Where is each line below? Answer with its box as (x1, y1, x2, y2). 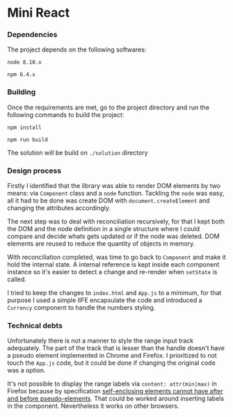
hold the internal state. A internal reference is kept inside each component (7, 260, 220, 269)
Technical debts (7, 321, 63, 330)
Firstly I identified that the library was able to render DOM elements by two (7, 182, 221, 190)
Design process (7, 166, 61, 175)
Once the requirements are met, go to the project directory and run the (7, 103, 210, 111)
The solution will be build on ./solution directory (7, 148, 148, 157)
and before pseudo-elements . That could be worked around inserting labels (7, 395, 225, 403)
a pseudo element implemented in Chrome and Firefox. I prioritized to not (7, 352, 217, 360)
